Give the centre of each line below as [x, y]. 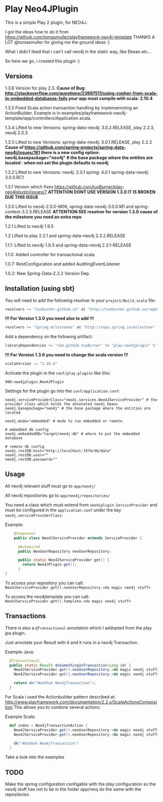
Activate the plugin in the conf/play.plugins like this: [58, 373]
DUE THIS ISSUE [22, 197]
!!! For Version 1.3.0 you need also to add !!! [50, 318]
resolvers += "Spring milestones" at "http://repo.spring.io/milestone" [80, 327]
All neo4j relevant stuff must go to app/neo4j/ [50, 486]
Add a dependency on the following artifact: [49, 337]
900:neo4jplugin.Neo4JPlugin [34, 382]
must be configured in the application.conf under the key [63, 510]
